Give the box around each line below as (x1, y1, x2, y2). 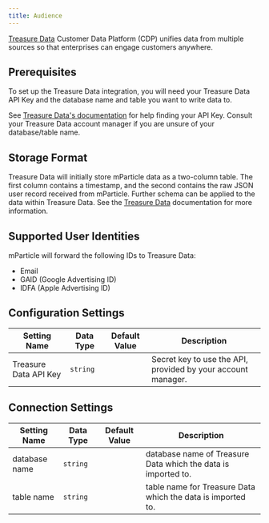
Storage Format (8, 151, 88, 164)
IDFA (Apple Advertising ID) (19, 284, 110, 293)
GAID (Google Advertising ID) (19, 275, 117, 284)
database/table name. (8, 127, 81, 137)
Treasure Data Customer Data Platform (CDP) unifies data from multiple (8, 34, 244, 43)
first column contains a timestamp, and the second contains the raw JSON (8, 181, 254, 191)
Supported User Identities (8, 229, 140, 243)
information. (8, 206, 49, 216)
